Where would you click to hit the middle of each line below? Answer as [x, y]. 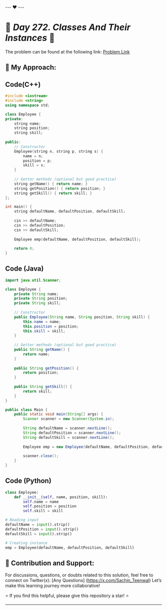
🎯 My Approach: [31, 68]
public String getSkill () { [43, 387]
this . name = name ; [42, 321]
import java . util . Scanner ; [33, 280]
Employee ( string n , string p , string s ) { [59, 151]
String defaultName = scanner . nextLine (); [68, 428]
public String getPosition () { [46, 368]
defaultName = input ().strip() [38, 525]
